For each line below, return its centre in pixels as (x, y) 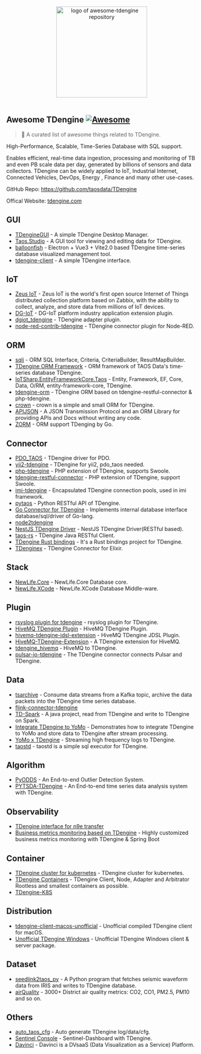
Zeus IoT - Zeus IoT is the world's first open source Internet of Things (102, 294)
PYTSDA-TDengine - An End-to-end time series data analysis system (101, 786)
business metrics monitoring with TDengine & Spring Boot (87, 839)
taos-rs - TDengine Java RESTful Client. (65, 535)
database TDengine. (57, 373)
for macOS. (29, 932)
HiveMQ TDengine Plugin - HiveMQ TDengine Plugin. (81, 629)
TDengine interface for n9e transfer (59, 826)
